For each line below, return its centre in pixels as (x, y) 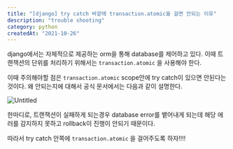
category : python (33, 27)
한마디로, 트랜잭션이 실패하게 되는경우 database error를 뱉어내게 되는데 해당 (112, 115)
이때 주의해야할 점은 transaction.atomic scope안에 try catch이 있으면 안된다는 (117, 78)
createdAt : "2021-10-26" (43, 33)
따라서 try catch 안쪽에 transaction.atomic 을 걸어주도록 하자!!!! (97, 139)
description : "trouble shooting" (56, 20)
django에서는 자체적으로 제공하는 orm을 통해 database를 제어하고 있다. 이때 (112, 54)
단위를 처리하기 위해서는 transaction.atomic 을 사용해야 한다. (116, 63)
